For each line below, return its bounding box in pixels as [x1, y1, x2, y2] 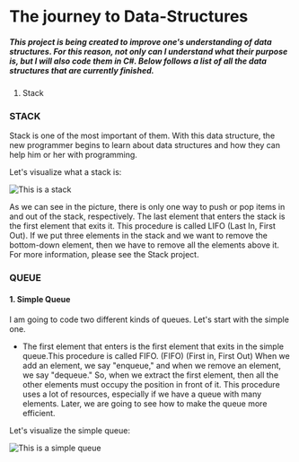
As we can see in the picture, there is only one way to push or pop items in [9, 202, 286, 213]
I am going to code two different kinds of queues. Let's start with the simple [9, 314, 290, 325]
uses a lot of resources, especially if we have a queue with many [22, 388, 262, 399]
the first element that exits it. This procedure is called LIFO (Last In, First [9, 221, 277, 231]
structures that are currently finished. [9, 65, 154, 75]
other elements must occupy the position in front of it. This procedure [22, 379, 280, 389]
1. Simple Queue [9, 293, 71, 304]
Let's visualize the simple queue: [9, 424, 130, 436]
